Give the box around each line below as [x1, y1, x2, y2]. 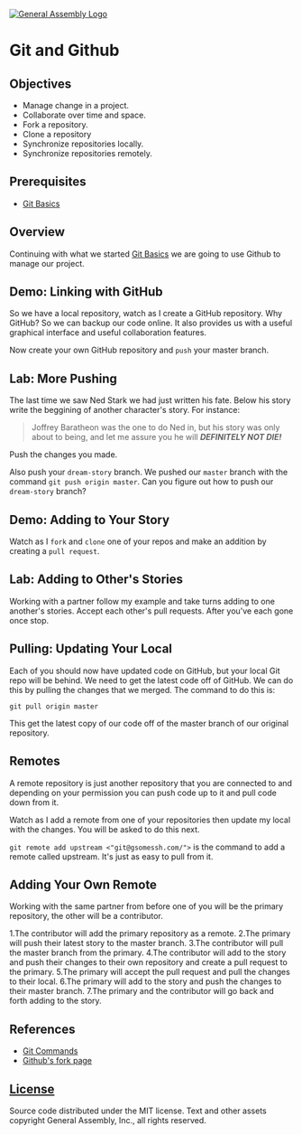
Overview [9, 224, 66, 239]
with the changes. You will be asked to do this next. [9, 823, 200, 835]
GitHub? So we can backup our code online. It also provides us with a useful [9, 317, 293, 329]
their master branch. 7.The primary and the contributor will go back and [9, 986, 275, 997]
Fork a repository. [22, 119, 88, 130]
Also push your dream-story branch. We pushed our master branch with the [9, 466, 288, 478]
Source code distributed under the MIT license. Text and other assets [9, 1105, 268, 1116]
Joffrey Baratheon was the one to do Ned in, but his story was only [31, 422, 280, 433]
